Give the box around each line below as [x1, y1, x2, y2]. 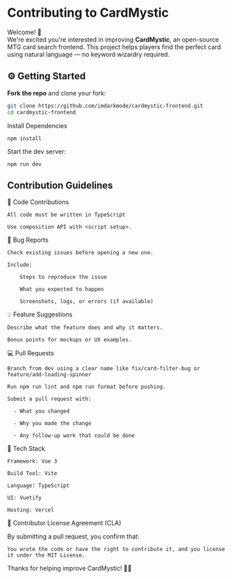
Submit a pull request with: [7, 396, 92, 403]
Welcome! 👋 [7, 28, 42, 36]
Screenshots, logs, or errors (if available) [19, 298, 154, 305]
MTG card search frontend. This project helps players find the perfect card [7, 43, 221, 51]
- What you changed [13, 408, 70, 415]
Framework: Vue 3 [7, 458, 58, 465]
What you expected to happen [19, 286, 104, 293]
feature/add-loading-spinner [7, 371, 92, 378]
